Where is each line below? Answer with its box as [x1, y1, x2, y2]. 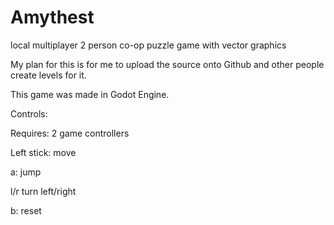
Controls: [10, 107, 48, 120]
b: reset [10, 204, 42, 216]
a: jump [10, 166, 42, 178]
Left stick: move [10, 146, 77, 158]
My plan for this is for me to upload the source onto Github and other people [10, 58, 325, 70]
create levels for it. [10, 69, 87, 81]
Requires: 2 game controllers [10, 127, 130, 139]
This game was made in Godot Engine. [10, 88, 170, 100]
